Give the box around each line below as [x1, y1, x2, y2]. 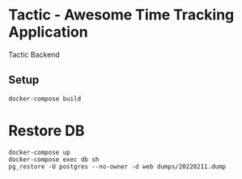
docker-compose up [8, 148, 70, 156]
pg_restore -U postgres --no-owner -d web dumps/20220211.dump [8, 162, 227, 171]
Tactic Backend [8, 49, 61, 59]
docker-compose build [8, 95, 82, 103]
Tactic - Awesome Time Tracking [8, 6, 235, 24]
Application [8, 23, 88, 41]
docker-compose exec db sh [8, 156, 100, 164]
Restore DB [8, 121, 85, 139]
